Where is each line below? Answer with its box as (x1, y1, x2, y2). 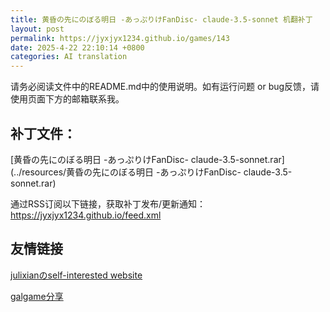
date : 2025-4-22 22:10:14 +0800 (10, 42, 145, 53)
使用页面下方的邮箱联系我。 (10, 93, 125, 105)
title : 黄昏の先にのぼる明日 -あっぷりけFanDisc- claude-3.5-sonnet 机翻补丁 (10, 14, 313, 25)
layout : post (10, 24, 65, 34)
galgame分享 (10, 290, 64, 302)
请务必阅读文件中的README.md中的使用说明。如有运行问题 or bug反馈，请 (10, 81, 320, 93)
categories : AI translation (10, 52, 128, 62)
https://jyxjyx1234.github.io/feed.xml (10, 209, 162, 221)
